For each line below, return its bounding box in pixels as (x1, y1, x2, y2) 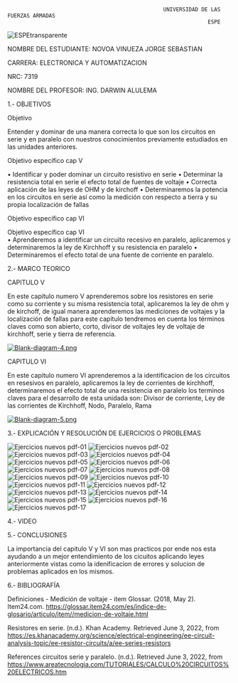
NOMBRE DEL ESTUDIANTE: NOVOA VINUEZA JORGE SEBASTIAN (7, 45, 202, 53)
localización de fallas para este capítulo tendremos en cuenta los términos (7, 314, 225, 323)
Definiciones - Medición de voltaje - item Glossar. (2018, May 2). (7, 595, 196, 603)
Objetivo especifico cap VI (7, 214, 85, 223)
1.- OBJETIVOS (7, 100, 52, 108)
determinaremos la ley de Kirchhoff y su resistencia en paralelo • (7, 243, 198, 251)
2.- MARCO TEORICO (7, 265, 70, 272)
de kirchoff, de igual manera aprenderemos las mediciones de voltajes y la (7, 307, 225, 315)
